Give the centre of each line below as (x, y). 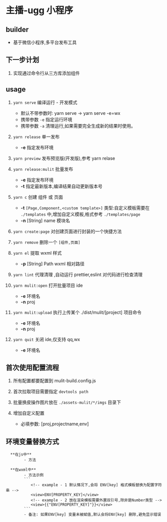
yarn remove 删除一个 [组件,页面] (47, 242)
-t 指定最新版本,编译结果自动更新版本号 (61, 186)
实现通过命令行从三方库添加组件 (46, 73)
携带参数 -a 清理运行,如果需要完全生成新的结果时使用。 (78, 126)
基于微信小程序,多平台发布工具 (45, 42)
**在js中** (21, 455)
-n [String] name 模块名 (45, 220)
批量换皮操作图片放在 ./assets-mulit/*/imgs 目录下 (67, 403)
